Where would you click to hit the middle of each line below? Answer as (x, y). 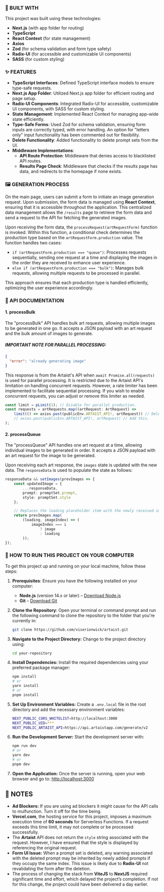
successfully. (25, 832)
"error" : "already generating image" (48, 361)
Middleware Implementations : (43, 150)
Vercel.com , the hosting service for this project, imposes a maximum (82, 816)
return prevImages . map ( (38, 515)
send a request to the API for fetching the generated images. (66, 217)
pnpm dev (21, 764)
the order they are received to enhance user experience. (69, 262)
